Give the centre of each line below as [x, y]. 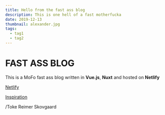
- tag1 [17, 33]
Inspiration [16, 97]
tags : [11, 29]
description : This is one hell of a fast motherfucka [63, 15]
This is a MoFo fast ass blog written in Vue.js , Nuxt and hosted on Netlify [82, 77]
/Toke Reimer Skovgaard [31, 106]
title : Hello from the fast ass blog [45, 10]
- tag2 [17, 39]
